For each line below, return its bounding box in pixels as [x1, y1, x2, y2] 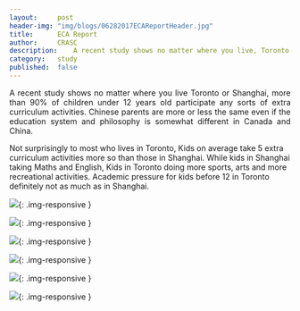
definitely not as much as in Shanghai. [9, 181, 150, 191]
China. [9, 125, 34, 136]
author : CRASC [9, 38, 78, 47]
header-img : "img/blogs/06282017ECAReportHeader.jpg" [9, 21, 214, 30]
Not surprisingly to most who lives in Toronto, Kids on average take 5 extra [9, 142, 284, 153]
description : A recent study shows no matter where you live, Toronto [9, 46, 290, 55]
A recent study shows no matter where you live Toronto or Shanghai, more [9, 87, 291, 98]
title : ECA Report [9, 29, 98, 38]
